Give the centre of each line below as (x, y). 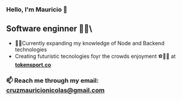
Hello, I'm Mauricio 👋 (37, 10)
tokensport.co (33, 64)
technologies (31, 49)
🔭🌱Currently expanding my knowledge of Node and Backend (90, 43)
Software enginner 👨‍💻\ (49, 29)
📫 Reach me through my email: (53, 80)
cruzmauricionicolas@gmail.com (55, 90)
